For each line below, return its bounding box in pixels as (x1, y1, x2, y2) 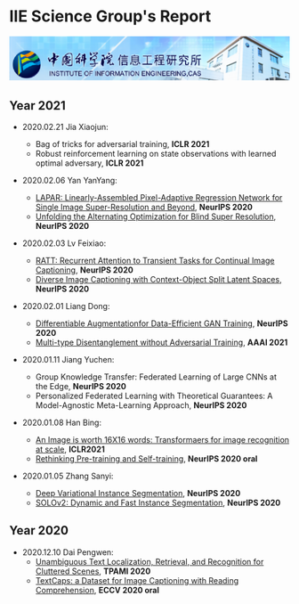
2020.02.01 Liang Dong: (21, 300, 110, 311)
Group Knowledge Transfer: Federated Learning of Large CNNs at (35, 371, 278, 382)
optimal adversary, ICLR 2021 (35, 158, 144, 168)
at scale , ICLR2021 (35, 444, 105, 454)
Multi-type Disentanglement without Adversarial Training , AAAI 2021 (35, 337, 288, 347)
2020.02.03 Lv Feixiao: (21, 238, 107, 249)
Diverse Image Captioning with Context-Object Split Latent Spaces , (35, 273, 282, 284)
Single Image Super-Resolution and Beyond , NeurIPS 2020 (35, 201, 254, 212)
